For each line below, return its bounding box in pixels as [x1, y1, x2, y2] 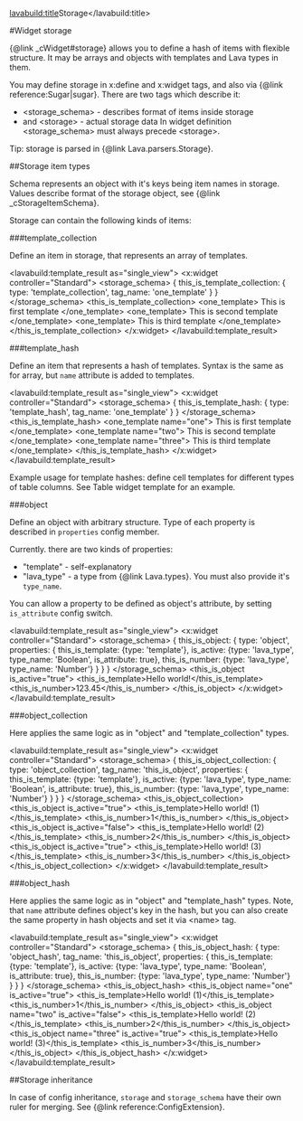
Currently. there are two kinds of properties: [9, 544, 174, 554]
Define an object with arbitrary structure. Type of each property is [9, 517, 256, 527]
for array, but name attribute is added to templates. [9, 370, 194, 381]
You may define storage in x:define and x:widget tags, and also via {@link [9, 80, 283, 89]
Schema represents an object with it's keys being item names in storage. [9, 178, 280, 189]
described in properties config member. [9, 526, 160, 537]
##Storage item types [9, 161, 90, 171]
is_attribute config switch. [9, 608, 113, 618]
